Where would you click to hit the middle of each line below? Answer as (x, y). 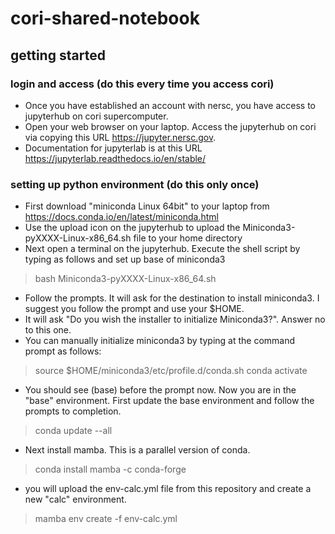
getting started (58, 55)
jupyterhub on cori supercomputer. (96, 116)
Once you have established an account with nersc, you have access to (170, 105)
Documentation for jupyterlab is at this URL (113, 148)
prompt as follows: (63, 351)
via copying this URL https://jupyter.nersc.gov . (120, 137)
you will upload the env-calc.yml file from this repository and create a (168, 489)
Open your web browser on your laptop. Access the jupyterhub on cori (170, 126)
